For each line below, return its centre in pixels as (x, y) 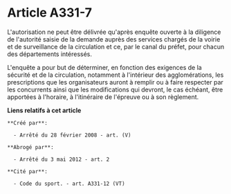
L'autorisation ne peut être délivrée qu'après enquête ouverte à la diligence (114, 32)
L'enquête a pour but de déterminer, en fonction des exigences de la (104, 67)
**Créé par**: (28, 123)
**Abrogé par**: (30, 147)
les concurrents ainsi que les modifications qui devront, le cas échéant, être (115, 89)
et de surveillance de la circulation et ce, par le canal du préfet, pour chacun (116, 46)
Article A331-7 (49, 13)
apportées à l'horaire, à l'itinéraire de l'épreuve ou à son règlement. (103, 97)
